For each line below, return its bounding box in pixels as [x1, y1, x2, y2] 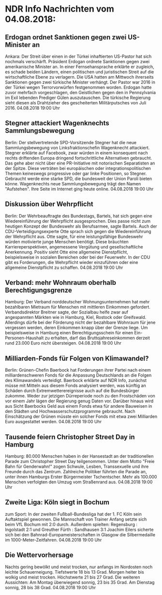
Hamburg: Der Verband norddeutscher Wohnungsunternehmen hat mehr [5, 299, 150, 305]
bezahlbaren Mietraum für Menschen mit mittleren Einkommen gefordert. [5, 304, 151, 310]
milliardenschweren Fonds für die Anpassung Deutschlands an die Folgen [5, 372, 152, 378]
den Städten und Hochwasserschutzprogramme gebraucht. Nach [5, 409, 135, 414]
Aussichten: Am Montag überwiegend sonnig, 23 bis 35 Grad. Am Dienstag [5, 579, 155, 585]
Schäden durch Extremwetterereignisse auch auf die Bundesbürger [5, 388, 139, 394]
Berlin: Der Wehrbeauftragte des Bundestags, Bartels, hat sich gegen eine [5, 213, 152, 219]
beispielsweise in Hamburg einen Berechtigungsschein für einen [5, 330, 133, 336]
